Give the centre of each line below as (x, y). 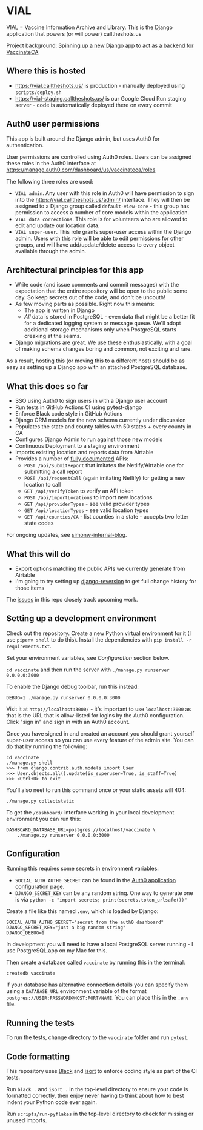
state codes (39, 523)
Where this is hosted (46, 71)
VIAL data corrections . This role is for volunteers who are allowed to (101, 219)
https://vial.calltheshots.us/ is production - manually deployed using (100, 85)
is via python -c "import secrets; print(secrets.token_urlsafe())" (101, 899)
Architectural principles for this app (75, 270)
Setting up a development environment (82, 619)
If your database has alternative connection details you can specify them (97, 985)
